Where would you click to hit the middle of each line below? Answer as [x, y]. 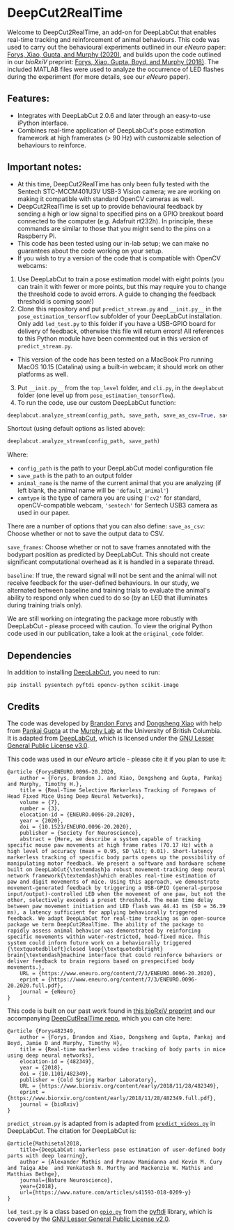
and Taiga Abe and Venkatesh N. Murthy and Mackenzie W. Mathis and [110, 1168]
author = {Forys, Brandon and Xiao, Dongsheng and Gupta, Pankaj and [123, 1037]
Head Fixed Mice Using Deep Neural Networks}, [76, 796]
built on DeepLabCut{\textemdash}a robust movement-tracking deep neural [117, 869]
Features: [29, 99]
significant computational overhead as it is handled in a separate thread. [111, 562]
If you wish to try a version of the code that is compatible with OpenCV [119, 258]
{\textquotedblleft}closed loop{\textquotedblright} [85, 949]
